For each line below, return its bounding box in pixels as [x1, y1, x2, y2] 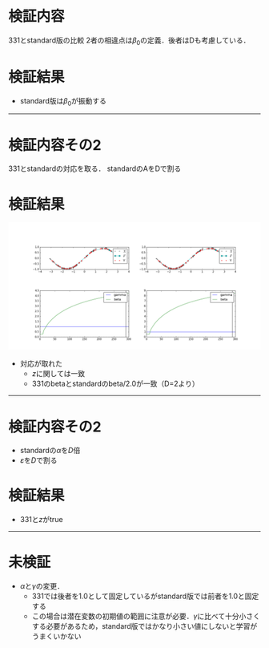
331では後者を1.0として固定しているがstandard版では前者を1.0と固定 [31, 591, 259, 601]
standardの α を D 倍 [19, 446, 81, 456]
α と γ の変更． [19, 581, 64, 591]
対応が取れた [19, 358, 62, 369]
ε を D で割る [19, 456, 58, 465]
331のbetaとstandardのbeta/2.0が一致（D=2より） [31, 379, 200, 389]
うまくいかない [31, 631, 82, 642]
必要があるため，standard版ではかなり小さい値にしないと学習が [46, 622, 258, 631]
